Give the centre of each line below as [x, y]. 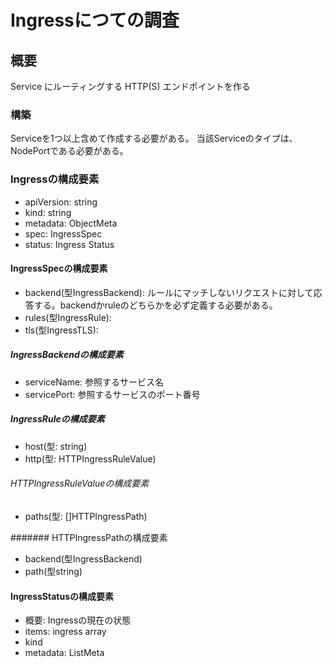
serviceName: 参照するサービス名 [94, 382]
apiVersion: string [61, 202]
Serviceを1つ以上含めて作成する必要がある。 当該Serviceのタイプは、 [154, 138]
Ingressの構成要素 [55, 179]
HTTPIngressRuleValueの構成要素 [80, 483]
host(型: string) [56, 446]
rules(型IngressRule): [68, 317]
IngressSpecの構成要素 [59, 268]
